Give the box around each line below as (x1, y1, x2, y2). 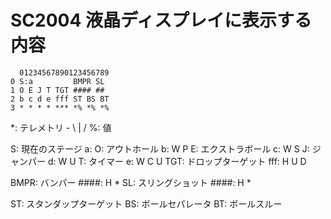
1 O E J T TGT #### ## (10, 85, 105, 95)
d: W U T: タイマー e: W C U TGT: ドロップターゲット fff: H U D (47, 155, 307, 167)
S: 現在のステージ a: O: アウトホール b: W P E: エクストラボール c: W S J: (10, 142, 310, 155)
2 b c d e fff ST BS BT (10, 94, 110, 104)
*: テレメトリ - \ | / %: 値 (10, 121, 112, 133)
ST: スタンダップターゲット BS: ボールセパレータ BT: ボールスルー (10, 197, 283, 210)
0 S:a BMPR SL (10, 76, 105, 86)
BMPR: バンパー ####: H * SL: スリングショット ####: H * (10, 176, 252, 188)
